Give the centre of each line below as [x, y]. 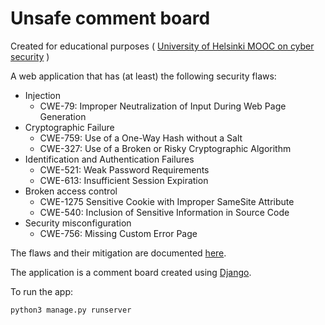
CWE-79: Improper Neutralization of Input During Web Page [163, 106]
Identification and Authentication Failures [109, 159]
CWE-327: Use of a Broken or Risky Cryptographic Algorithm [165, 148]
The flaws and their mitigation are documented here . [118, 253]
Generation [63, 116]
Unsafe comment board [110, 18]
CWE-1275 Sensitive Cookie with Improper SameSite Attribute [167, 201]
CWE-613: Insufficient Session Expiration [124, 180]
